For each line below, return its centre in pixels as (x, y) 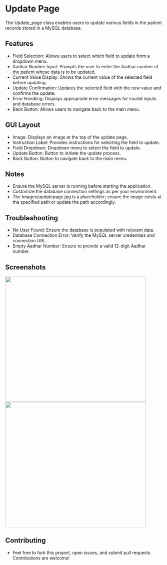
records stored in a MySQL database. (44, 28)
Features (19, 44)
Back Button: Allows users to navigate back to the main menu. (76, 109)
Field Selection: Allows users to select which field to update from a (81, 56)
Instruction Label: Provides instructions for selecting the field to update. (86, 142)
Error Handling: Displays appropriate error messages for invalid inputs (84, 98)
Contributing (25, 541)
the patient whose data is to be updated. (54, 72)
